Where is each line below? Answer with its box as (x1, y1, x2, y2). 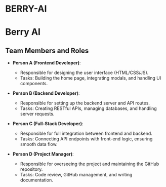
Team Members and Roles (5, 46, 89, 55)
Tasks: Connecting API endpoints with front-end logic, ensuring (20, 136, 153, 142)
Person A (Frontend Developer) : (12, 60, 81, 66)
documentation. (20, 177, 53, 183)
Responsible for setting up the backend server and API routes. (20, 100, 150, 106)
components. (20, 81, 48, 87)
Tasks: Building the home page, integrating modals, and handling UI (20, 75, 161, 81)
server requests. (20, 111, 55, 117)
